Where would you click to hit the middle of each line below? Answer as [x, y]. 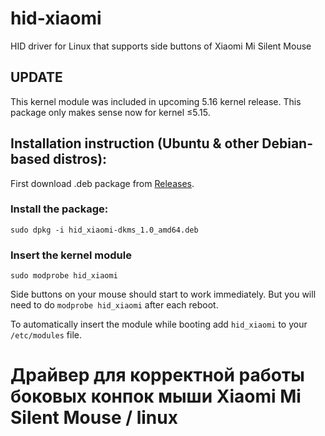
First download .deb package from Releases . [102, 183]
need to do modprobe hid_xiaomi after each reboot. [114, 305]
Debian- [287, 143]
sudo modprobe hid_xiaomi [64, 276]
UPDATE [36, 77]
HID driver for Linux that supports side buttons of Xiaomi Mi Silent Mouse [161, 46]
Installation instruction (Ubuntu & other [135, 143]
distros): [80, 159]
